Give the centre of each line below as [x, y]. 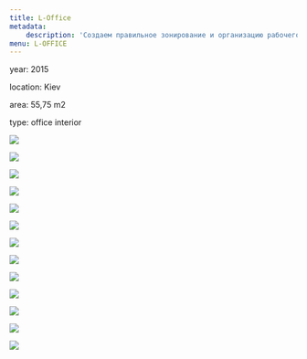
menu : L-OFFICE [38, 43]
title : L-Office [40, 18]
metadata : [28, 26]
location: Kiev [35, 87]
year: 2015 [29, 69]
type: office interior [46, 122]
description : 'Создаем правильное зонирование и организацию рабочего [163, 35]
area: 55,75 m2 [37, 105]
